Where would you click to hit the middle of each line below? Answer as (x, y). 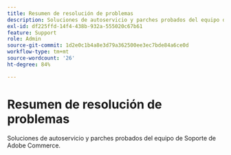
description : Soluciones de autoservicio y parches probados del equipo (113, 20)
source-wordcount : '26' (41, 58)
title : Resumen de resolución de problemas (70, 13)
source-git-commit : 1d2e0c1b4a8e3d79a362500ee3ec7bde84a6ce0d (98, 45)
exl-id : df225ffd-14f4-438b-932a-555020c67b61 (75, 26)
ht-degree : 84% (29, 64)
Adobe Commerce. (34, 145)
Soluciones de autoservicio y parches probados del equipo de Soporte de (112, 138)
